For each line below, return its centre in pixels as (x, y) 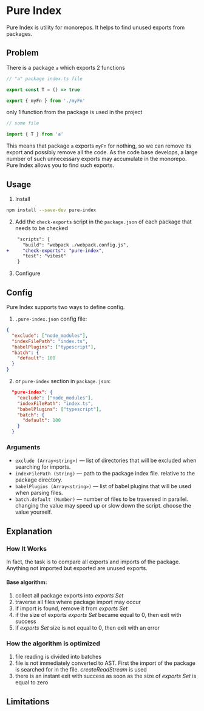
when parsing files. (39, 493)
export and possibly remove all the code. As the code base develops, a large (102, 152)
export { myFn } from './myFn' (46, 101)
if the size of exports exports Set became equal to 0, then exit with (98, 615)
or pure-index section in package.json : (63, 381)
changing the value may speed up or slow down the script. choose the (103, 506)
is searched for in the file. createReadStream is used (81, 670)
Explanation (29, 531)
